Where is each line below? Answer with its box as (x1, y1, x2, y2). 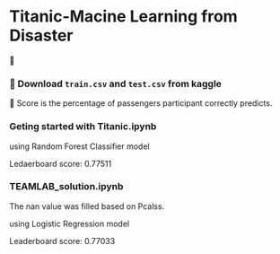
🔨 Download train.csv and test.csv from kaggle (9, 77, 223, 90)
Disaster (9, 25, 74, 46)
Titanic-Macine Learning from (9, 6, 238, 27)
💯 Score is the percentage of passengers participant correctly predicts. (9, 98, 273, 109)
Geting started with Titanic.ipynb (9, 120, 157, 133)
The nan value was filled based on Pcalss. (9, 200, 165, 212)
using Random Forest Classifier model (9, 141, 150, 152)
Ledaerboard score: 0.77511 (9, 158, 112, 169)
